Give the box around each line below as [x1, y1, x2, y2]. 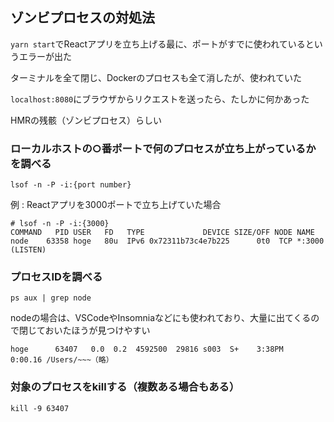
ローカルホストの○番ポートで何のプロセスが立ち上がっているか [10, 141, 317, 155]
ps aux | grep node [10, 293, 92, 303]
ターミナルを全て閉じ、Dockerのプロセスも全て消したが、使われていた [10, 71, 302, 83]
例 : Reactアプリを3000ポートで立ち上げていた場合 [10, 199, 222, 211]
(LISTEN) [10, 245, 47, 255]
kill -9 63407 [10, 403, 70, 413]
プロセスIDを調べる [10, 270, 103, 284]
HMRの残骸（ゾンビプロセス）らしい [10, 114, 163, 126]
